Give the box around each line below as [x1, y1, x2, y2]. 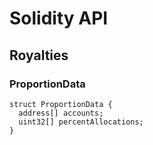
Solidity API [9, 7, 109, 30]
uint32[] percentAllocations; [18, 117, 144, 127]
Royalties [9, 47, 69, 64]
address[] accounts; [18, 108, 104, 118]
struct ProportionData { [9, 99, 113, 109]
